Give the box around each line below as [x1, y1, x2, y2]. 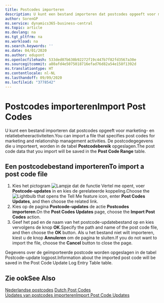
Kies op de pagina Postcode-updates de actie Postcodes [12, 204, 129, 210]
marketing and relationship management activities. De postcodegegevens [5, 138, 153, 144]
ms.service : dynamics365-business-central [5, 21, 93, 26]
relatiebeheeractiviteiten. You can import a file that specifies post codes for [5, 132, 155, 138]
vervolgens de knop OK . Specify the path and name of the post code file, [12, 224, 159, 230]
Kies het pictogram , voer [12, 183, 145, 189]
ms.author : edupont [5, 52, 45, 58]
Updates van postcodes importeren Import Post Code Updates [5, 292, 130, 298]
